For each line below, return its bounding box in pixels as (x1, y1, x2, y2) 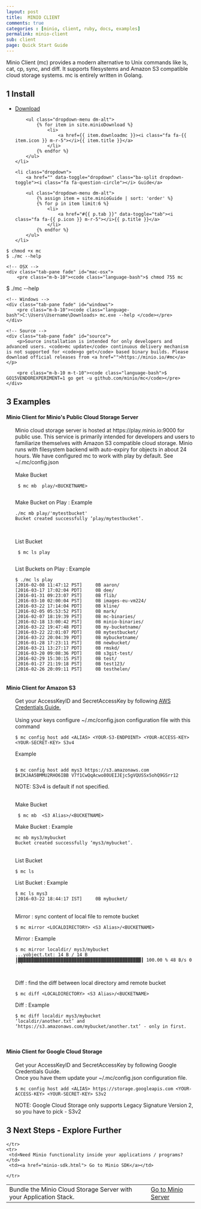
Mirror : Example (14, 935, 56, 942)
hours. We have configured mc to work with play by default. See (14, 452, 173, 459)
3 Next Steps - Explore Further (6, 1126, 122, 1136)
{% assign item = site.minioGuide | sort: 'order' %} (36, 195, 173, 201)
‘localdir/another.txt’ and (14, 1019, 85, 1025)
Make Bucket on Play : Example (14, 499, 93, 506)
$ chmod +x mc (6, 247, 42, 254)
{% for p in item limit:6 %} (36, 201, 109, 207)
